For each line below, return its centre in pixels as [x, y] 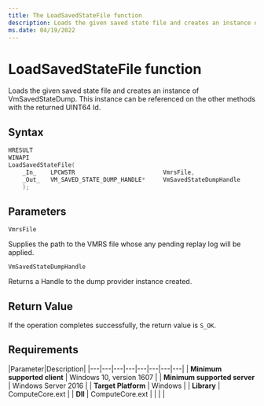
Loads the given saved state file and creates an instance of [104, 90]
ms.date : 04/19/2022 [42, 30]
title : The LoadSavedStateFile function [75, 15]
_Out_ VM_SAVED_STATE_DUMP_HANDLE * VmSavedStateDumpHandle [132, 179]
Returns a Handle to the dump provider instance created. [100, 282]
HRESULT [21, 150]
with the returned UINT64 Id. [55, 108]
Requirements [43, 350]
